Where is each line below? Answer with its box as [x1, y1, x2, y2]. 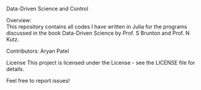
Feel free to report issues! [6, 77, 70, 84]
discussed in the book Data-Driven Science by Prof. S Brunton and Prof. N [6, 29, 190, 37]
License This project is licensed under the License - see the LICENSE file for [6, 59, 196, 66]
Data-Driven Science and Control [6, 5, 88, 12]
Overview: [6, 17, 32, 23]
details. [6, 65, 25, 73]
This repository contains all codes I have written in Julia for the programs [6, 23, 188, 30]
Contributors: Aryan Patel [6, 47, 69, 55]
